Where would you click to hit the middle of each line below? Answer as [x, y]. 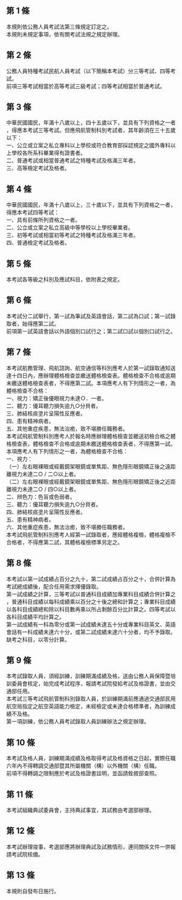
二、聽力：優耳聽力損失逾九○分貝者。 [54, 405]
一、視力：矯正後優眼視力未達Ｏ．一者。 [57, 398]
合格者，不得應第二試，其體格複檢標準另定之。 [64, 542]
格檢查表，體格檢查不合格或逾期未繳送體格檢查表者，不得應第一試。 [91, 444]
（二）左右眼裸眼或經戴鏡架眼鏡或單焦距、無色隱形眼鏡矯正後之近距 [91, 481]
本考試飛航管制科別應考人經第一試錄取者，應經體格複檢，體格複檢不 [91, 535]
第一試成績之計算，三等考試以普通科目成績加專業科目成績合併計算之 [91, 594]
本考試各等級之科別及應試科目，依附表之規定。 [64, 279]
